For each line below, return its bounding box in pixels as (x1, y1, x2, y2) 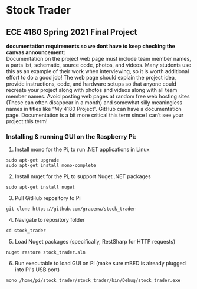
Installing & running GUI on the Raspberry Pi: (6, 132, 137, 140)
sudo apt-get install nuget (6, 184, 75, 191)
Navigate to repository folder (14, 216, 85, 224)
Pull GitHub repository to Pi (14, 195, 81, 202)
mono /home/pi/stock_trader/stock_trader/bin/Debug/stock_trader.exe (6, 278, 181, 284)
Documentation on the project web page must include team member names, (6, 55, 192, 62)
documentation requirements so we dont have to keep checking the (6, 42, 175, 50)
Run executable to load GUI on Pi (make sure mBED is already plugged (14, 260, 186, 267)
